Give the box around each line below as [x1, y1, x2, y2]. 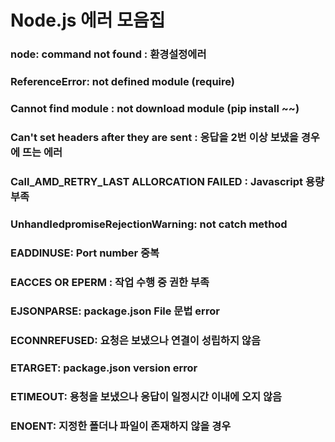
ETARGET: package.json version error [10, 361, 198, 375]
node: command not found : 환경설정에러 [10, 47, 207, 61]
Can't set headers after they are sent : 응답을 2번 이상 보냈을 [10, 130, 299, 144]
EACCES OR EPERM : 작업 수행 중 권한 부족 [10, 275, 210, 289]
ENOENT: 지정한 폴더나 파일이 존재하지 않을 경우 [10, 419, 232, 433]
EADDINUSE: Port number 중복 [10, 246, 160, 260]
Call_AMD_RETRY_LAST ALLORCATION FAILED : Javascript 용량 [10, 174, 325, 188]
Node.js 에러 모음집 [10, 9, 166, 32]
